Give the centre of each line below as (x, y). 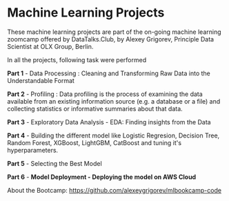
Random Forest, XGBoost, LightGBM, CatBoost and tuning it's (94, 142)
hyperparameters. (33, 150)
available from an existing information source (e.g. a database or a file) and (114, 101)
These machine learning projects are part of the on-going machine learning (114, 32)
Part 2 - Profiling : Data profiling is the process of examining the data (105, 94)
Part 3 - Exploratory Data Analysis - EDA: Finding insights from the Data (109, 122)
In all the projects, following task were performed (77, 59)
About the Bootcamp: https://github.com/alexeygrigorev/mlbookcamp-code (114, 190)
